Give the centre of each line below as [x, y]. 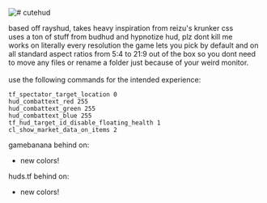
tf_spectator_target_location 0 [63, 95]
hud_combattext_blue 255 [50, 116]
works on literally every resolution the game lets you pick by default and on [133, 45]
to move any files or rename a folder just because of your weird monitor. [129, 62]
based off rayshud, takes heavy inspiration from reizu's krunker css [121, 28]
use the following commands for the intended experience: [105, 80]
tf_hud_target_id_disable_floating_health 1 [85, 123]
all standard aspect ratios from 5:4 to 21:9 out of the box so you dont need [132, 54]
